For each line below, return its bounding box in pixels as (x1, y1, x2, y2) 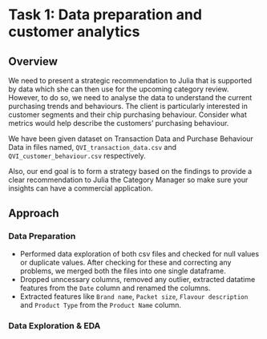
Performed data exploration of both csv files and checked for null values (19, 248, 259, 258)
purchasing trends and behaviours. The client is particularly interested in (8, 102, 249, 111)
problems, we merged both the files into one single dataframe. (19, 266, 226, 276)
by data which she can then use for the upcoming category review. (8, 84, 229, 94)
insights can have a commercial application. (8, 184, 153, 193)
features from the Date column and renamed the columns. (19, 283, 211, 293)
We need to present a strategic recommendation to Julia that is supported (8, 76, 253, 85)
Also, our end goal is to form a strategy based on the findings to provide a (8, 167, 253, 176)
